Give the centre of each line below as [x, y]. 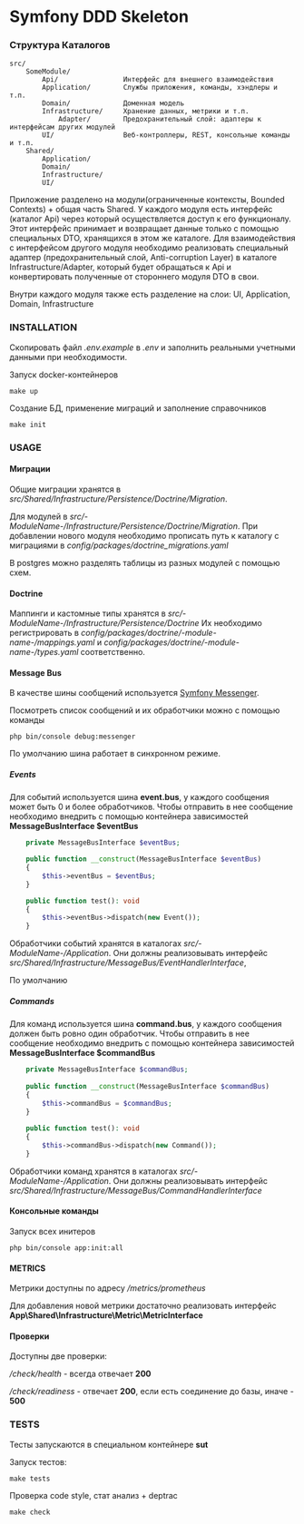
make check [30, 1512]
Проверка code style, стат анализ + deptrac [94, 1495]
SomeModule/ [48, 72]
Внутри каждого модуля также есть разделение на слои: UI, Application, [150, 294]
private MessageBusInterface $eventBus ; [103, 843]
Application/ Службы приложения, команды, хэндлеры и [160, 88]
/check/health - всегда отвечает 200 [80, 1374]
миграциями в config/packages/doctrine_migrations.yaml [119, 545]
